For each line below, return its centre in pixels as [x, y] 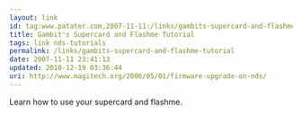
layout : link [34, 18]
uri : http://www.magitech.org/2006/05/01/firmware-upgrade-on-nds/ [138, 76]
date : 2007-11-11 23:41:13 [60, 59]
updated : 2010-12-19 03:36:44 [66, 68]
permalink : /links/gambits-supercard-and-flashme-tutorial [122, 51]
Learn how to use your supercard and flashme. [96, 102]
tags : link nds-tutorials [58, 43]
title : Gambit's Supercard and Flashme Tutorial [102, 34]
